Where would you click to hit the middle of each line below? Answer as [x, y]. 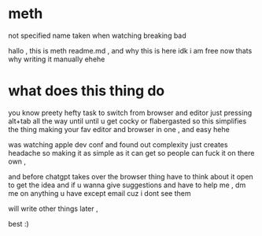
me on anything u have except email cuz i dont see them [100, 193]
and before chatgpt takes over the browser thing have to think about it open [131, 176]
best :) [18, 223]
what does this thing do [87, 91]
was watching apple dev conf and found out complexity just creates [118, 144]
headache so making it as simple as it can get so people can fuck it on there [131, 153]
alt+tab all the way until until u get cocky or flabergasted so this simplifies [127, 121]
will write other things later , [53, 208]
